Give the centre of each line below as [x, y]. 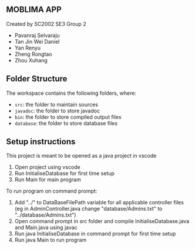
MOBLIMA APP [34, 10]
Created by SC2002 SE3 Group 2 [46, 24]
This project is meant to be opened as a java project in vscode [81, 156]
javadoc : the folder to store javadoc [57, 111]
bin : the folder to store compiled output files [68, 117]
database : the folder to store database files [66, 123]
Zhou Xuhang [31, 60]
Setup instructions [41, 142]
